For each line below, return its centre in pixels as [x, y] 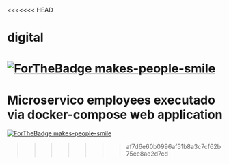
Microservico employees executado [111, 100]
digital [25, 38]
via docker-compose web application [115, 114]
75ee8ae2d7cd [147, 154]
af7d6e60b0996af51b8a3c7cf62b [174, 147]
